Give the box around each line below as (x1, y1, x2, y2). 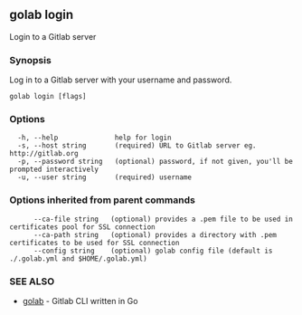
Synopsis (9, 53, 52, 66)
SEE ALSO (9, 275, 55, 288)
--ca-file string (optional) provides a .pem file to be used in (33, 215, 294, 224)
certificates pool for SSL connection (9, 222, 156, 232)
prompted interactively (9, 165, 99, 175)
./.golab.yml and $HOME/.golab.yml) (9, 253, 147, 263)
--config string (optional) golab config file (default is (33, 246, 273, 255)
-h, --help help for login (17, 133, 172, 143)
